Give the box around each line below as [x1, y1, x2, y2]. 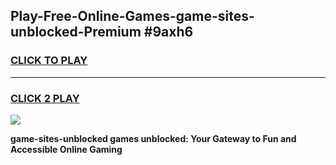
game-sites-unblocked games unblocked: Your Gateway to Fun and [10, 132, 297, 144]
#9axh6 [143, 24, 194, 41]
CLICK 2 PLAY [10, 91, 80, 105]
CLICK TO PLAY [10, 54, 88, 68]
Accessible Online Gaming [10, 143, 123, 155]
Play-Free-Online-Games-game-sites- [10, 8, 255, 25]
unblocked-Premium [10, 24, 142, 41]
